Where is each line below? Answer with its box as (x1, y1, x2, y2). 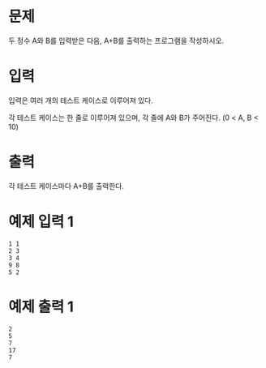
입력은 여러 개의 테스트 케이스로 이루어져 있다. (8, 95, 154, 105)
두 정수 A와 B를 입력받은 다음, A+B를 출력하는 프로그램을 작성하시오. (8, 36, 225, 45)
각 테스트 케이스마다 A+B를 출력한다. (8, 181, 124, 190)
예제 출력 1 (8, 297, 75, 316)
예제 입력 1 (8, 212, 75, 231)
